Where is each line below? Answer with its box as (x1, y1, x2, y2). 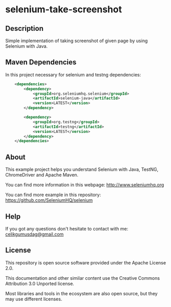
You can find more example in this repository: (5, 191, 101, 198)
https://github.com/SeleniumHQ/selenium (5, 197, 93, 203)
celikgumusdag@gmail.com (5, 231, 64, 237)
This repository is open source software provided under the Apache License (5, 259, 166, 265)
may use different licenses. (5, 296, 62, 302)
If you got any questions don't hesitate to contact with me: (5, 225, 129, 232)
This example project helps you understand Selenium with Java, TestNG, (5, 166, 159, 172)
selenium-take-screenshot (5, 4, 122, 15)
